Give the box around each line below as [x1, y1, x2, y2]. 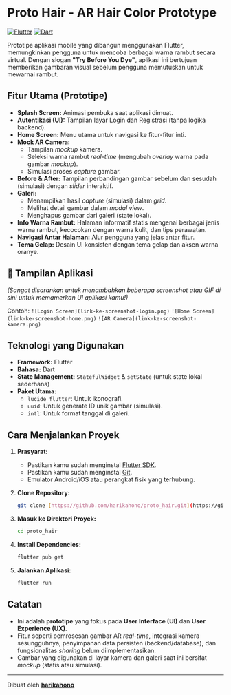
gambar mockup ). [27, 160, 78, 168]
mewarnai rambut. [7, 70, 59, 79]
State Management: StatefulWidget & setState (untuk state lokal [16, 373, 203, 381]
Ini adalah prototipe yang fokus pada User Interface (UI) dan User [16, 616, 206, 625]
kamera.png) [7, 321, 41, 328]
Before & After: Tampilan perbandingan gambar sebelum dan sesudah [16, 174, 217, 183]
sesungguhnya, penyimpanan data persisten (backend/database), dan [16, 639, 217, 647]
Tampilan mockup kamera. [27, 145, 103, 153]
